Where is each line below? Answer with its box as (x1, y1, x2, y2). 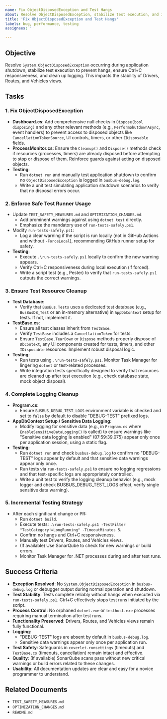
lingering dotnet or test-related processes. (19, 362, 107, 368)
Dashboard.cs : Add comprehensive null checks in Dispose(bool (12, 118, 143, 125)
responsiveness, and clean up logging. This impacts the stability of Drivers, (5, 72, 160, 78)
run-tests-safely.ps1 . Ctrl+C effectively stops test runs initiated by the (12, 597, 159, 603)
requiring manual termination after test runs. (12, 612, 103, 619)
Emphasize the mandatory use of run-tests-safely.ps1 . (19, 222, 135, 228)
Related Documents (5, 686, 68, 694)
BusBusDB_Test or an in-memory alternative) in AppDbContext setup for (19, 309, 162, 315)
